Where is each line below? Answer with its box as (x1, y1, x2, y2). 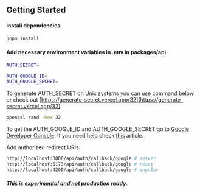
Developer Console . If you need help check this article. (6, 132, 144, 139)
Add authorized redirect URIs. (6, 144, 81, 151)
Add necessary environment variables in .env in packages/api (6, 49, 166, 56)
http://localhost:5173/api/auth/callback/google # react (6, 161, 154, 167)
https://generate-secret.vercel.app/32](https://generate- (41, 96, 184, 104)
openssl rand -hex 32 (6, 114, 61, 121)
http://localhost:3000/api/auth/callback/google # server (6, 155, 156, 162)
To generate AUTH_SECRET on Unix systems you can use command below (6, 89, 195, 97)
